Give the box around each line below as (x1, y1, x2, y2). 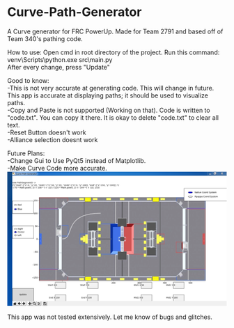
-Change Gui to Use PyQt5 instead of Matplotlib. (7, 156, 146, 164)
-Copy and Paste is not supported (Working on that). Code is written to (7, 106, 210, 114)
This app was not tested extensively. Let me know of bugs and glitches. (7, 313, 212, 321)
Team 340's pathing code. (7, 34, 84, 42)
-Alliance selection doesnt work (7, 135, 98, 143)
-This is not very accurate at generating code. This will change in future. (7, 84, 214, 92)
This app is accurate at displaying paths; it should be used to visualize (7, 91, 209, 100)
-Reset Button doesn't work (7, 128, 86, 136)
